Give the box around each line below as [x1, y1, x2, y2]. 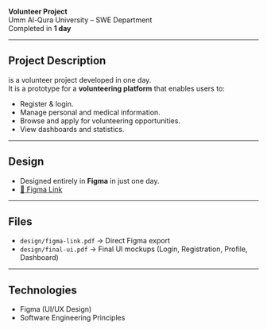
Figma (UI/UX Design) [19, 305, 92, 314]
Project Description [8, 54, 106, 68]
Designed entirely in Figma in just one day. [19, 176, 161, 185]
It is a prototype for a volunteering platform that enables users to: [8, 83, 225, 93]
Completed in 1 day [8, 24, 72, 33]
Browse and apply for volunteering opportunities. [19, 115, 181, 126]
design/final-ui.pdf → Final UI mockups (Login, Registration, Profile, [19, 244, 248, 254]
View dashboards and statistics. [19, 124, 125, 134]
